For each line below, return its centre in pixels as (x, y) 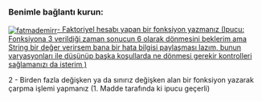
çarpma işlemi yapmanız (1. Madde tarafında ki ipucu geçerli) (109, 88)
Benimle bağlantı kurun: (56, 12)
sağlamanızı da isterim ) (47, 64)
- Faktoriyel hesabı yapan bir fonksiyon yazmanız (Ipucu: (151, 30)
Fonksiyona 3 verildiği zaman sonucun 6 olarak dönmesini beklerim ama (128, 38)
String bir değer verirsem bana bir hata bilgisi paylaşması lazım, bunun (125, 47)
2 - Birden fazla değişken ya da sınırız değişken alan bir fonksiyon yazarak (131, 79)
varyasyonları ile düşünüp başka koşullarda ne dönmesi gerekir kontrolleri (130, 55)
